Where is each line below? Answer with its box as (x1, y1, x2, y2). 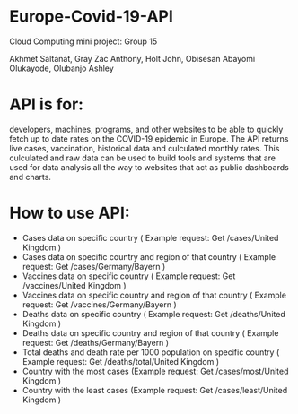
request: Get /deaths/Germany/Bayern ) (22, 337, 169, 348)
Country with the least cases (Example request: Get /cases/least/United (22, 384, 288, 395)
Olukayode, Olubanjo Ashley (9, 63, 114, 73)
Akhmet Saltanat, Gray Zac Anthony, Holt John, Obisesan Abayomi (9, 53, 256, 64)
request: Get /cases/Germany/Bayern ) (22, 261, 166, 272)
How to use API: (9, 203, 130, 223)
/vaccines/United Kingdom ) (22, 280, 127, 290)
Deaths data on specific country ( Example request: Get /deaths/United (22, 308, 285, 319)
